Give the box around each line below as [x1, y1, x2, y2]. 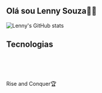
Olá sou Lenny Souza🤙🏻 [6, 6, 97, 16]
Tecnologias [6, 40, 53, 50]
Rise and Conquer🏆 [6, 80, 57, 87]
